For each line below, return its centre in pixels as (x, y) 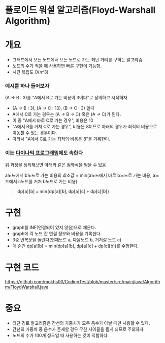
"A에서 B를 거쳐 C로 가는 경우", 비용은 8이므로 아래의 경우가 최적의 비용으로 (85, 127)
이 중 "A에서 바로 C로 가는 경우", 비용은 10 (53, 120)
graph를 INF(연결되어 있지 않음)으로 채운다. (54, 227)
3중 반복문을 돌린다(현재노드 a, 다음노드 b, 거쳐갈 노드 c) (67, 239)
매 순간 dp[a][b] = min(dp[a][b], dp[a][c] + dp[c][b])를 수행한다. (75, 246)
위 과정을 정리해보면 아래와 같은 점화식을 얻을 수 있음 (56, 165)
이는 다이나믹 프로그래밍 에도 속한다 (44, 153)
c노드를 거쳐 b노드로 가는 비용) (48, 181)
